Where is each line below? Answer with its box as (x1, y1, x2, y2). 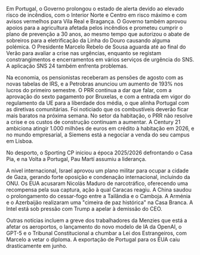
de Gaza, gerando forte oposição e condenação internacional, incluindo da (6, 174, 190, 180)
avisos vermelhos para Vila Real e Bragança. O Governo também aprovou (6, 18, 187, 25)
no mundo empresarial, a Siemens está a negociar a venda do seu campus (6, 131, 190, 138)
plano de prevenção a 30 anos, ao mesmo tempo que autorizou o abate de (6, 31, 190, 38)
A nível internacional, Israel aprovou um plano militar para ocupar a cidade (6, 167, 189, 174)
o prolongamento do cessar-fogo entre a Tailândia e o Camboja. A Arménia (6, 193, 191, 199)
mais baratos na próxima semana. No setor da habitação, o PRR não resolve (6, 112, 193, 119)
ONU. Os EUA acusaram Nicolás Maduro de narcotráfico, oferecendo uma (6, 180, 188, 187)
